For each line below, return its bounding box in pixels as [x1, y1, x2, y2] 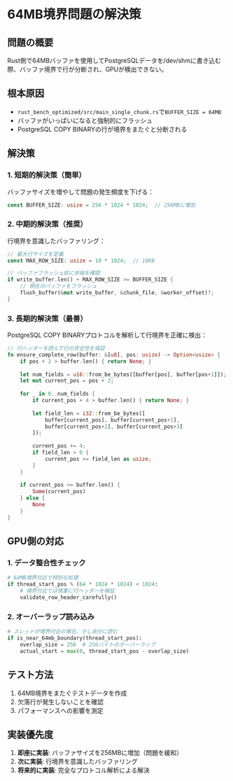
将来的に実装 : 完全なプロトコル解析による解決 [17, 766, 150, 775]
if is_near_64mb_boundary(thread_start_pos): [7, 635, 142, 642]
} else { [20, 495, 45, 502]
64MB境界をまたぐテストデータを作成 [17, 689, 127, 697]
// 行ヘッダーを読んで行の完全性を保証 [7, 345, 106, 352]
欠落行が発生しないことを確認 [17, 698, 104, 706]
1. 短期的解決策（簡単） [7, 170, 86, 180]
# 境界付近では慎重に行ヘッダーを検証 [20, 588, 115, 595]
